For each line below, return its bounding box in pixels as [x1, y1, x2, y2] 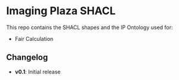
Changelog [6, 52, 48, 63]
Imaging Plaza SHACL [6, 4, 116, 18]
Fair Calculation [14, 35, 54, 42]
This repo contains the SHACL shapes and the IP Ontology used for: [6, 24, 173, 31]
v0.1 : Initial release [14, 68, 61, 75]
